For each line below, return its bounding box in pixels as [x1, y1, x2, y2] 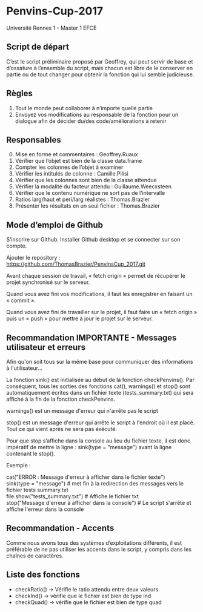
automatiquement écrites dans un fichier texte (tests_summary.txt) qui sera [6, 389, 194, 396]
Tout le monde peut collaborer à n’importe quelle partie [15, 104, 153, 111]
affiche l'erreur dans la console [6, 505, 84, 513]
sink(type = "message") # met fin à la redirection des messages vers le [6, 480, 184, 487]
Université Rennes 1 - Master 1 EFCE [6, 24, 97, 31]
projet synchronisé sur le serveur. [6, 278, 90, 286]
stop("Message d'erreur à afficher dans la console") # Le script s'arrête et [6, 499, 192, 506]
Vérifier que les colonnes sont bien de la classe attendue [15, 177, 157, 184]
